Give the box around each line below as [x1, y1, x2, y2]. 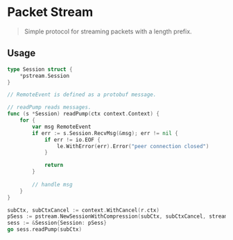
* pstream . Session [19, 72, 70, 79]
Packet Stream [7, 4, 94, 20]
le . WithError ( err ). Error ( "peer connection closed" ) [56, 143, 209, 150]
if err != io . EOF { [44, 136, 101, 143]
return [44, 161, 64, 169]
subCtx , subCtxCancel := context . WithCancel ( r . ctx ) [7, 207, 159, 214]
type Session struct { [7, 65, 73, 73]
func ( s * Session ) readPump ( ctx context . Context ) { [7, 111, 159, 118]
